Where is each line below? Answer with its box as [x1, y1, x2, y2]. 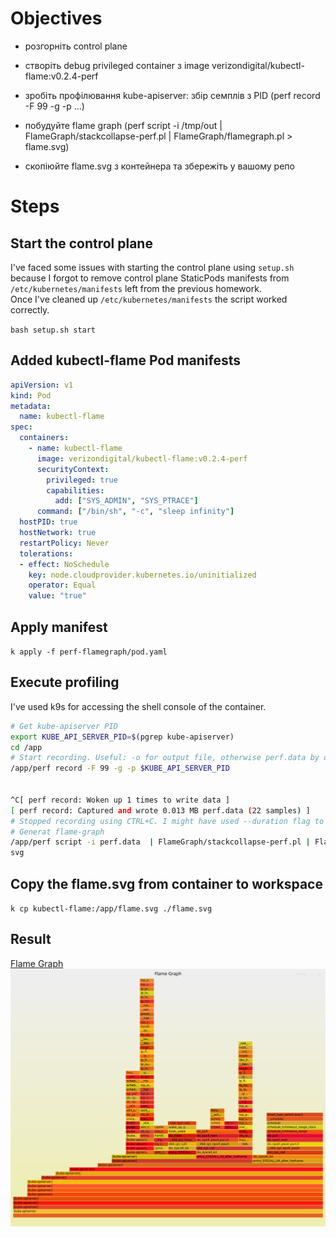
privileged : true [46, 475, 118, 485]
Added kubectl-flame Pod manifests [10, 352, 242, 369]
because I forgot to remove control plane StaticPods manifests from [10, 272, 290, 284]
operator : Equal [28, 580, 97, 591]
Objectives [10, 7, 103, 30]
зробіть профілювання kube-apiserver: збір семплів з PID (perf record [24, 89, 321, 101]
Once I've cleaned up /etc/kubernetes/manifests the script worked [10, 293, 288, 305]
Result [10, 931, 52, 948]
